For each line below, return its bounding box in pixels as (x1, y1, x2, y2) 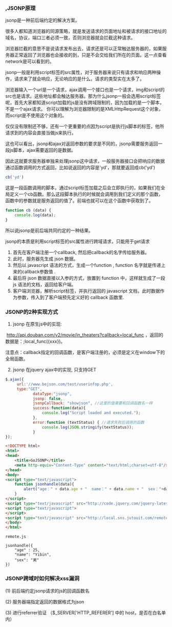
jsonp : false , (32, 396, 63, 401)
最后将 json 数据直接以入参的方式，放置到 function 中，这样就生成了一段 (12, 275, 165, 281)
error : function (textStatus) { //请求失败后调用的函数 (32, 420, 144, 425)
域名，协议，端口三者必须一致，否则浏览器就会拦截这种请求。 (5, 34, 136, 41)
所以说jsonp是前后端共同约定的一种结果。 (5, 227, 94, 234)
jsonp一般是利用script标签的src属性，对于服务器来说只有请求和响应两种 (5, 69, 157, 76)
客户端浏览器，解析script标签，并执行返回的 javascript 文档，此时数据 (12, 288, 160, 294)
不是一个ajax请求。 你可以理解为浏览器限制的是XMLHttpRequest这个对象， (5, 106, 164, 112)
